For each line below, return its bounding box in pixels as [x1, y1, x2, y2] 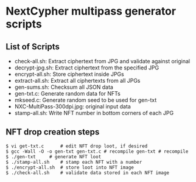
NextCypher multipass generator [5, 4, 177, 18]
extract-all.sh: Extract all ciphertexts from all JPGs [14, 77, 141, 84]
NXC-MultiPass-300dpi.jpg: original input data [14, 103, 131, 110]
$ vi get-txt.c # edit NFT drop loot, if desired [5, 143, 148, 149]
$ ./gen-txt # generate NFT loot [5, 153, 102, 159]
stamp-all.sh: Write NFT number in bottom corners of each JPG [14, 110, 174, 116]
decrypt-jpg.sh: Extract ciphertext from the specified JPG [14, 64, 159, 71]
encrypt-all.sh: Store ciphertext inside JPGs [14, 71, 124, 77]
